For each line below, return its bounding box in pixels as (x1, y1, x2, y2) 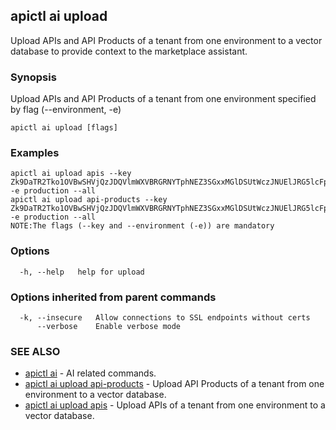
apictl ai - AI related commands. (24, 367, 157, 379)
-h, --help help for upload (19, 267, 145, 277)
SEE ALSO (10, 344, 61, 358)
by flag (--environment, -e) (10, 104, 122, 116)
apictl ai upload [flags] (10, 123, 118, 133)
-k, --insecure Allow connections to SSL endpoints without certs (19, 313, 311, 323)
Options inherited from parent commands (10, 290, 217, 304)
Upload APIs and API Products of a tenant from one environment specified (10, 93, 317, 105)
